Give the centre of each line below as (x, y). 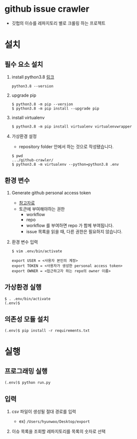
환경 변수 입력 (25, 242)
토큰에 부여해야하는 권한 (42, 209)
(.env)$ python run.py (28, 383)
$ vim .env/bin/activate (37, 251)
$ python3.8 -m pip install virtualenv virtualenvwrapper (72, 126)
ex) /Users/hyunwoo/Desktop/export (54, 421)
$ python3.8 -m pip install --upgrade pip (55, 109)
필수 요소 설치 (24, 64)
